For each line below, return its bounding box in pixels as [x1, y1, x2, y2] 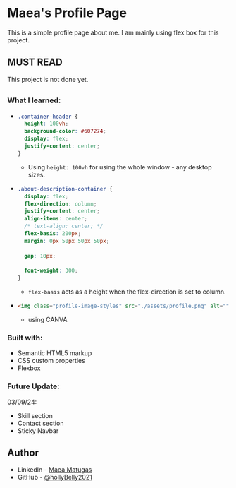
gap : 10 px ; [24, 252, 56, 259]
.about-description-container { [17, 185, 113, 192]
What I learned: [7, 95, 61, 105]
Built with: [7, 333, 43, 343]
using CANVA [27, 316, 68, 324]
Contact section [17, 419, 64, 427]
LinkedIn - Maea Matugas [17, 465, 92, 474]
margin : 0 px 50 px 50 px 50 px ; [24, 237, 110, 244]
